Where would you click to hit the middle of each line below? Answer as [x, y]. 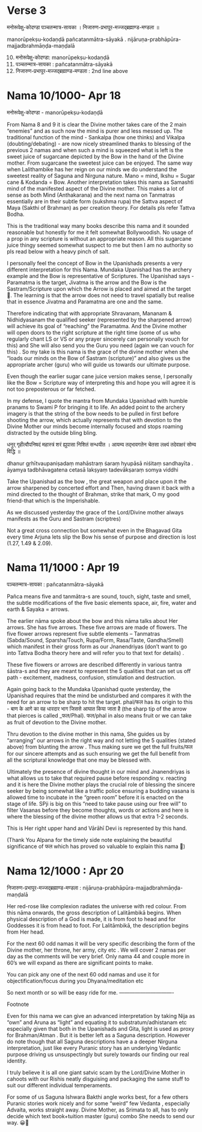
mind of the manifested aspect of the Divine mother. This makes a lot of [95, 188]
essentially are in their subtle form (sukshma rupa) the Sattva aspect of [95, 201]
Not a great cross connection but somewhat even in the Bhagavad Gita [94, 530]
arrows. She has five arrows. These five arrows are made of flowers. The [97, 627]
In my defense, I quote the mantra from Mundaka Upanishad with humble [97, 400]
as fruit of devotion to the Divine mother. [57, 722]
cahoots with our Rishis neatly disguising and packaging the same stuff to [98, 1079]
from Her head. [26, 932]
